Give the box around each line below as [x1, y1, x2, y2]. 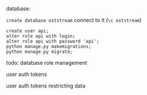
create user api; [6, 28, 49, 34]
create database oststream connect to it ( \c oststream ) [6, 17, 142, 23]
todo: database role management [6, 59, 87, 66]
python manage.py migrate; [6, 49, 73, 55]
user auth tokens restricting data [6, 83, 86, 89]
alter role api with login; [6, 33, 76, 39]
